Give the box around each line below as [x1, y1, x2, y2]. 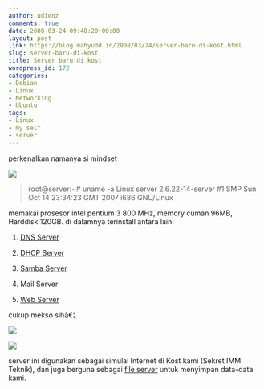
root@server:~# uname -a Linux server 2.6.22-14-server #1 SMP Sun [27, 184, 257, 194]
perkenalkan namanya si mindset [8, 154, 118, 163]
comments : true [8, 19, 59, 27]
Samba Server [19, 263, 68, 273]
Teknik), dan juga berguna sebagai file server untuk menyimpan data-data [8, 364, 254, 374]
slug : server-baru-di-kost [8, 49, 99, 57]
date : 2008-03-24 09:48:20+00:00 [8, 27, 120, 35]
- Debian [8, 79, 38, 87]
